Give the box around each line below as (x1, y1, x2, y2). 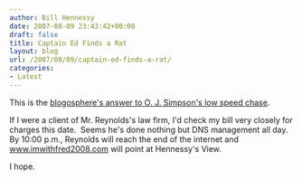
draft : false (9, 30, 59, 39)
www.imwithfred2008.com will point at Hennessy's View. (9, 143, 222, 154)
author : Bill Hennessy (9, 13, 95, 23)
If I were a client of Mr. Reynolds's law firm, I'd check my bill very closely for (9, 114, 294, 125)
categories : (9, 64, 54, 73)
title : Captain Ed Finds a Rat (9, 38, 127, 48)
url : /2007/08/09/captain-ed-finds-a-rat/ (9, 55, 172, 64)
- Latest (9, 72, 42, 81)
